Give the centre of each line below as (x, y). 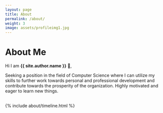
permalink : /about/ (25, 19)
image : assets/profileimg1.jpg (37, 28)
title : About (18, 14)
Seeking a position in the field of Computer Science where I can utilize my (80, 75)
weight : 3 (15, 23)
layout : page (18, 10)
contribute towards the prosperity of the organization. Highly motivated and (82, 86)
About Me (26, 52)
